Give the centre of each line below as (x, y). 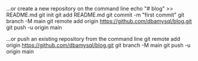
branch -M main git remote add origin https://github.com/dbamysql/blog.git (99, 21)
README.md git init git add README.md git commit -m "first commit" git (95, 15)
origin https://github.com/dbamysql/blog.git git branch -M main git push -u (98, 45)
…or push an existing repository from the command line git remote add (93, 39)
